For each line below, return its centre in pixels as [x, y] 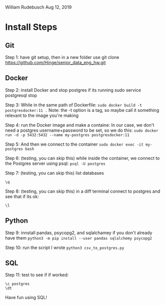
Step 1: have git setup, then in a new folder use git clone [62, 57]
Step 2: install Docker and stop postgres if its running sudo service [73, 90]
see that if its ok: [22, 196]
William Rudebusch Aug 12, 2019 [38, 7]
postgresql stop [21, 95]
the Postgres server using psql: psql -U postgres [55, 163]
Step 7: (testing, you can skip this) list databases [55, 173]
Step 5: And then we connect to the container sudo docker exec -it [74, 144]
